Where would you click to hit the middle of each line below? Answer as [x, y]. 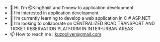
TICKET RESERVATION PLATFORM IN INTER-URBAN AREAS [71, 29]
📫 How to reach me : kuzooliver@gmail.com [56, 34]
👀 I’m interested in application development [54, 13]
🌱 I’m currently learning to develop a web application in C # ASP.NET [80, 18]
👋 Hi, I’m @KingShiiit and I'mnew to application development [72, 8]
